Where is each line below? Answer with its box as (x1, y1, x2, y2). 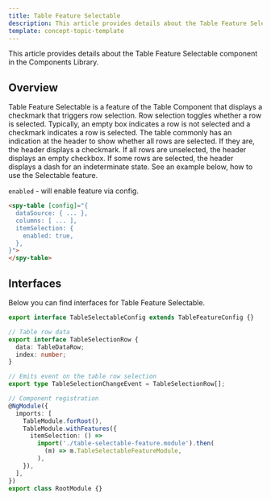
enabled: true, (23, 231, 74, 240)
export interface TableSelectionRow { (8, 335, 139, 343)
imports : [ (15, 409, 52, 417)
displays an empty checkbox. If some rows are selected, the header (8, 154, 234, 164)
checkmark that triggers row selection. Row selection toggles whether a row (8, 110, 262, 121)
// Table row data (8, 328, 70, 336)
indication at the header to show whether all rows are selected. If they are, (8, 136, 256, 146)
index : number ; (15, 350, 67, 358)
